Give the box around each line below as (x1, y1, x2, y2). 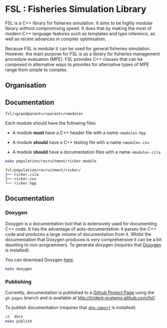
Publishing (5, 278, 32, 285)
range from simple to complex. (5, 66, 68, 73)
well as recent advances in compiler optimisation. (5, 36, 106, 42)
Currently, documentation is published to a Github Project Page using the (5, 289, 155, 295)
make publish (5, 319, 32, 324)
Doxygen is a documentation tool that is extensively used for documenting (5, 220, 158, 226)
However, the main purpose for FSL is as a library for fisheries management (5, 51, 160, 57)
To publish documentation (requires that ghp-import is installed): (5, 304, 137, 310)
